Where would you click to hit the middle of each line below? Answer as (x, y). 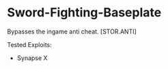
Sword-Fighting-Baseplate (84, 13)
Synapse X (32, 58)
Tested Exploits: (30, 44)
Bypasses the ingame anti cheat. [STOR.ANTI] (72, 31)
